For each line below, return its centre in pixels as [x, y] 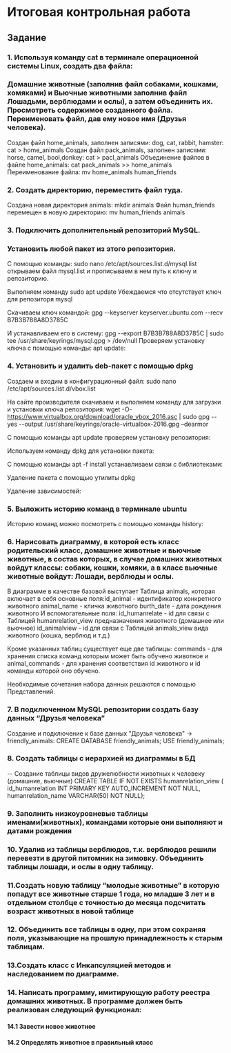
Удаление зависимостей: [44, 491]
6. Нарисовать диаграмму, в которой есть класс [93, 541]
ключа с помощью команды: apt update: [67, 348]
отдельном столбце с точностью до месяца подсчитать [107, 902]
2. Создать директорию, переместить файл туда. [95, 189]
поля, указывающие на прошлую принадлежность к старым [115, 938]
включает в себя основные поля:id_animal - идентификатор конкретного [114, 599]
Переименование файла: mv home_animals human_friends [92, 172]
